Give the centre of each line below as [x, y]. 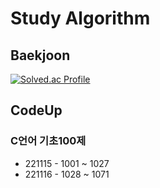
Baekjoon [40, 55]
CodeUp [36, 110]
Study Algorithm [80, 18]
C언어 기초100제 [48, 141]
